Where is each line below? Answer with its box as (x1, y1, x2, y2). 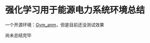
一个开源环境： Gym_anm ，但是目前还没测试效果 (5, 22, 105, 28)
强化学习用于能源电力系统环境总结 (5, 4, 146, 16)
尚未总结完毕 (5, 32, 31, 38)
